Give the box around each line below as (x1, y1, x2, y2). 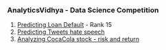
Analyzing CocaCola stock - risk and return (16, 35, 139, 43)
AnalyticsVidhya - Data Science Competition (7, 5, 159, 15)
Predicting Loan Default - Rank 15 (16, 21, 112, 29)
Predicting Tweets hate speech (16, 28, 105, 36)
